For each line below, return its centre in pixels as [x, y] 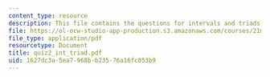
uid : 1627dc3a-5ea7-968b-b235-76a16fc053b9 [82, 61]
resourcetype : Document [48, 46]
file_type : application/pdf [55, 38]
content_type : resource [48, 16]
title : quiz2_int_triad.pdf [55, 53]
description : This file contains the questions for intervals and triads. [136, 23]
